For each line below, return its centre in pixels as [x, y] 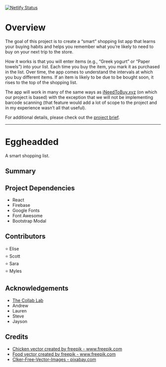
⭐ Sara [12, 263]
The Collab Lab [28, 300]
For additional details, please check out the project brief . [62, 117]
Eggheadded [32, 142]
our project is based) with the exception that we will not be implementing [79, 97]
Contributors [25, 237]
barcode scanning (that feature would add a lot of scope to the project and [81, 102]
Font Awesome [27, 216]
